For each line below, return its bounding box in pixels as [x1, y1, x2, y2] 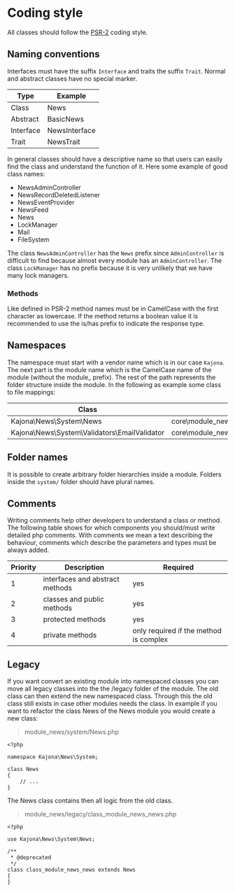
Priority [10, 562, 36, 572]
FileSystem [17, 235, 50, 243]
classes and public [43, 595, 105, 604]
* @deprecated [10, 854, 52, 861]
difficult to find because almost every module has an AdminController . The [7, 256, 222, 264]
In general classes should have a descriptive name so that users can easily [7, 155, 223, 163]
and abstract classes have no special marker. [7, 74, 138, 83]
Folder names [7, 451, 69, 463]
